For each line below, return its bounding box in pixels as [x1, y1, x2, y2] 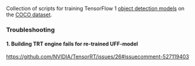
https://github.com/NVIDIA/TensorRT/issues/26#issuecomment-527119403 [6, 53, 189, 60]
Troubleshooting [6, 26, 55, 34]
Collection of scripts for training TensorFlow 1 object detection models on [6, 5, 185, 12]
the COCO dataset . [6, 11, 52, 18]
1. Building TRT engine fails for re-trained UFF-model [6, 40, 138, 47]
